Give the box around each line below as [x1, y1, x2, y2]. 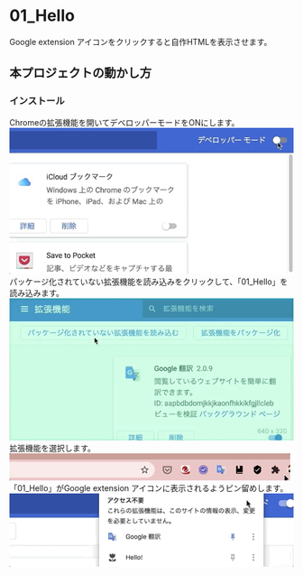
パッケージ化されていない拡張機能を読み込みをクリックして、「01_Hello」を [9, 276, 289, 287]
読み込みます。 [9, 287, 65, 298]
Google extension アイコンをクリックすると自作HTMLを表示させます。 [9, 36, 272, 47]
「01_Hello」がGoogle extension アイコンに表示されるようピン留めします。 [9, 482, 289, 493]
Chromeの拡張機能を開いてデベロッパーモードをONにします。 [9, 116, 240, 127]
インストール [9, 95, 65, 107]
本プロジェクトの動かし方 [9, 65, 151, 81]
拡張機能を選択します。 [9, 442, 96, 453]
